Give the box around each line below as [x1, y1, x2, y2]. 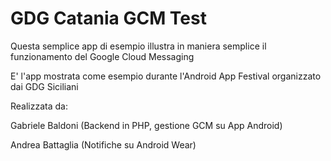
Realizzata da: [10, 100, 68, 112]
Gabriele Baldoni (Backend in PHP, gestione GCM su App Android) [10, 119, 283, 131]
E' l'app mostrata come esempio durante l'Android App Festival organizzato [10, 70, 322, 82]
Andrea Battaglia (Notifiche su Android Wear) [10, 138, 197, 151]
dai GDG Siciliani [10, 80, 79, 92]
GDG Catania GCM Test [10, 7, 207, 30]
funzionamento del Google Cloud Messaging [10, 50, 195, 62]
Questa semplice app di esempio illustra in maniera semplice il [10, 40, 267, 52]
